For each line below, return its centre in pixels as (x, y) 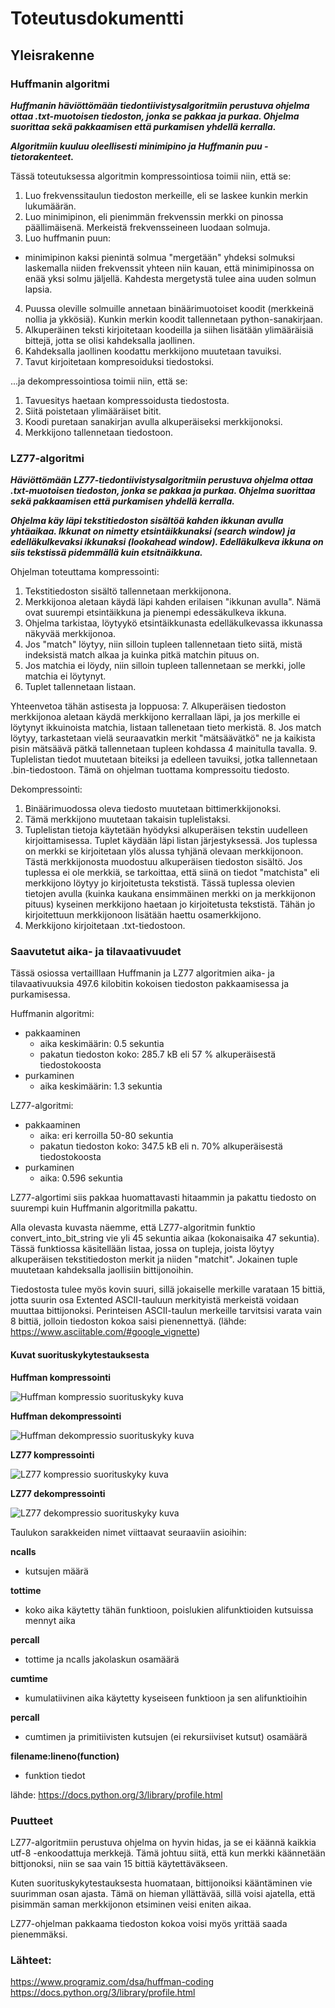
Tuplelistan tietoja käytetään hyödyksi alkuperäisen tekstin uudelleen (166, 830)
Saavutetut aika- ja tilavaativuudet (96, 952)
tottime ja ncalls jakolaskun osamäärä (102, 1659)
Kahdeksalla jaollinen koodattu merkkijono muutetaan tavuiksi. (153, 351)
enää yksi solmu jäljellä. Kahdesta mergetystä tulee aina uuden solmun (170, 278)
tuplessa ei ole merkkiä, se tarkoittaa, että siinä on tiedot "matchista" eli (172, 873)
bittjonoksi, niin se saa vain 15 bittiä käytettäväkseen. (119, 1863)
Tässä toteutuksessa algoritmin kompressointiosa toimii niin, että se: (151, 176)
